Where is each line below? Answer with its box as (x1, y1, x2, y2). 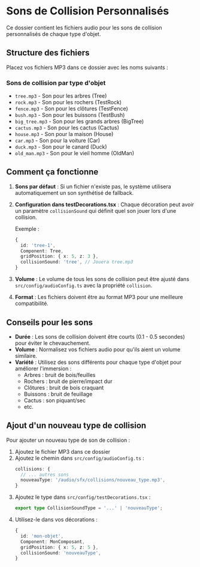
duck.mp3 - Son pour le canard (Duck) (14, 143, 107, 150)
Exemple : (14, 225, 40, 232)
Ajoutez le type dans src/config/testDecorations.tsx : (14, 493, 151, 501)
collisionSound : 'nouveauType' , (20, 550, 101, 556)
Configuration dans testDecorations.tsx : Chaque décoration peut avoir (14, 201, 195, 208)
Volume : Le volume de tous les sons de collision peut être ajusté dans (14, 276, 190, 283)
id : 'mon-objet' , (20, 533, 64, 539)
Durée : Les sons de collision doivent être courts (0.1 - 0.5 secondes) (14, 333, 186, 340)
